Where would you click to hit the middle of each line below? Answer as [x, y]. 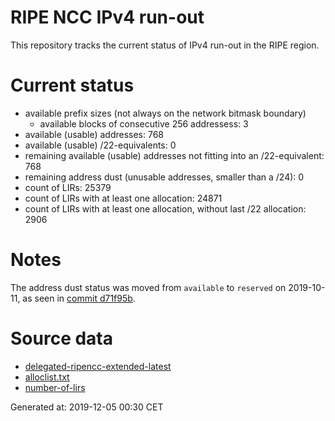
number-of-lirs [55, 387]
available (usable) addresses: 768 [94, 134]
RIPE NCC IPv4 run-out [107, 17]
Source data [61, 338]
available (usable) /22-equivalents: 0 [100, 145]
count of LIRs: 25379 [68, 187]
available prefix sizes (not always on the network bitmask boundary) [165, 113]
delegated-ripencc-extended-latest [98, 366]
